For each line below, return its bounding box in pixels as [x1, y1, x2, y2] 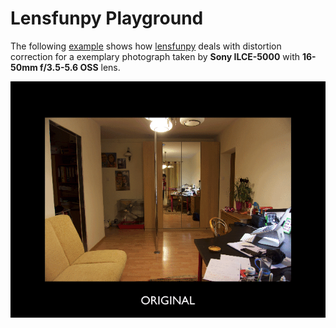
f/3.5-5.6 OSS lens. [39, 61, 121, 73]
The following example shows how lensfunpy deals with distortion [10, 40, 282, 52]
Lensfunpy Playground [10, 7, 204, 30]
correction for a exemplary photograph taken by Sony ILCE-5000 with [10, 50, 301, 62]
